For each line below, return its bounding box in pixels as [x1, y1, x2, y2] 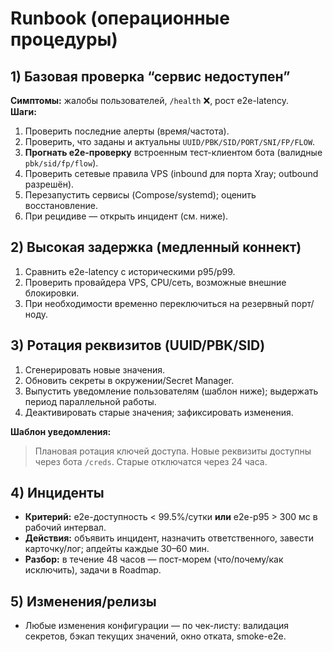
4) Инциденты [10, 485, 105, 502]
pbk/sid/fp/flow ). [24, 157, 99, 169]
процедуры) [10, 28, 118, 51]
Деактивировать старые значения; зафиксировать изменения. [24, 406, 294, 418]
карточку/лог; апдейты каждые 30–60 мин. [24, 543, 210, 555]
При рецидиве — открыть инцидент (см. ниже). [24, 210, 229, 222]
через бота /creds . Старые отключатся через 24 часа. [34, 455, 268, 467]
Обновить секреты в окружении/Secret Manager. [24, 374, 235, 386]
